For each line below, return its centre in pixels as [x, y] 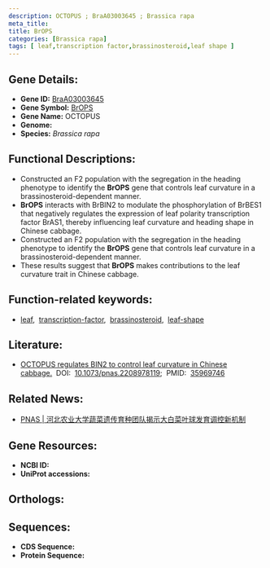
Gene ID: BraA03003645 [62, 99]
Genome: [36, 125]
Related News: [46, 399]
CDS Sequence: [48, 547]
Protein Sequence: [52, 556]
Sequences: [39, 527]
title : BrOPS [30, 31]
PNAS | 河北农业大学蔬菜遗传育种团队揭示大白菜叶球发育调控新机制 [133, 420]
